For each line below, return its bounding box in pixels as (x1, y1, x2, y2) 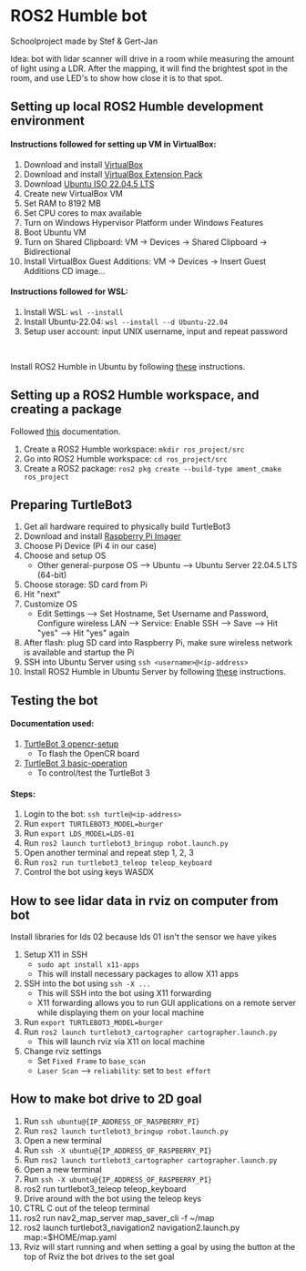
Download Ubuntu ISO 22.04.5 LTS (23, 178, 155, 189)
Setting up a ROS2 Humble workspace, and (10, 388, 260, 403)
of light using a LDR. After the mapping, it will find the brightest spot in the (10, 63, 288, 74)
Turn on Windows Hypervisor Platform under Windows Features (23, 217, 264, 228)
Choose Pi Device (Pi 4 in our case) (23, 541, 158, 552)
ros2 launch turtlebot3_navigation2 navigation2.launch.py (23, 1222, 240, 1233)
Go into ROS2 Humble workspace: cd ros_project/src (23, 452, 228, 464)
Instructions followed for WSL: (10, 286, 128, 297)
